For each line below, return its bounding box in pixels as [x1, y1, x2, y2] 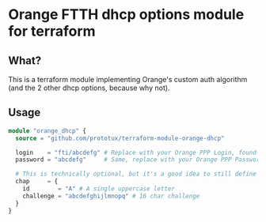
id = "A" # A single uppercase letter [22, 185, 176, 193]
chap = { [15, 178, 59, 186]
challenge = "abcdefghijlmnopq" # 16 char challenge [22, 192, 200, 200]
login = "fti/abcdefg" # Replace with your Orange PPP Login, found [15, 149, 257, 156]
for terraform [8, 22, 97, 40]
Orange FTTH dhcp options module [8, 6, 245, 24]
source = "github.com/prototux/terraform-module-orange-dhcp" [15, 134, 225, 142]
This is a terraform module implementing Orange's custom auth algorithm [8, 75, 248, 84]
